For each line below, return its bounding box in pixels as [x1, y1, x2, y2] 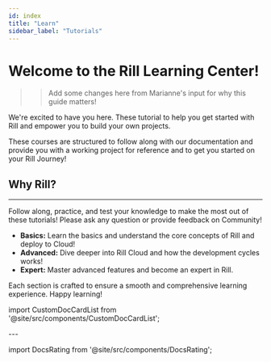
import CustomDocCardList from [8, 305, 117, 315]
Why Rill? [8, 177, 56, 191]
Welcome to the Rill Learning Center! [8, 61, 260, 80]
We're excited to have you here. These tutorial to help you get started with [8, 112, 255, 122]
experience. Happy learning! [8, 289, 103, 299]
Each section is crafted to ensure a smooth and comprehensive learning [8, 280, 248, 291]
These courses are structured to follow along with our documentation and [8, 137, 253, 146]
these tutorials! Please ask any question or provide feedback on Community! [8, 215, 262, 225]
